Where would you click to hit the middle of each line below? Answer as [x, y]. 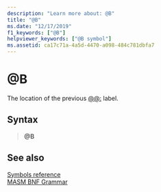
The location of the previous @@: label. [63, 98]
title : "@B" [24, 20]
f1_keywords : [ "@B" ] [37, 33]
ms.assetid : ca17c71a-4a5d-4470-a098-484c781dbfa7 [81, 45]
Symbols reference [34, 174]
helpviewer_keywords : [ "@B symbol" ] [59, 39]
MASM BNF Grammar [38, 182]
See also [26, 158]
